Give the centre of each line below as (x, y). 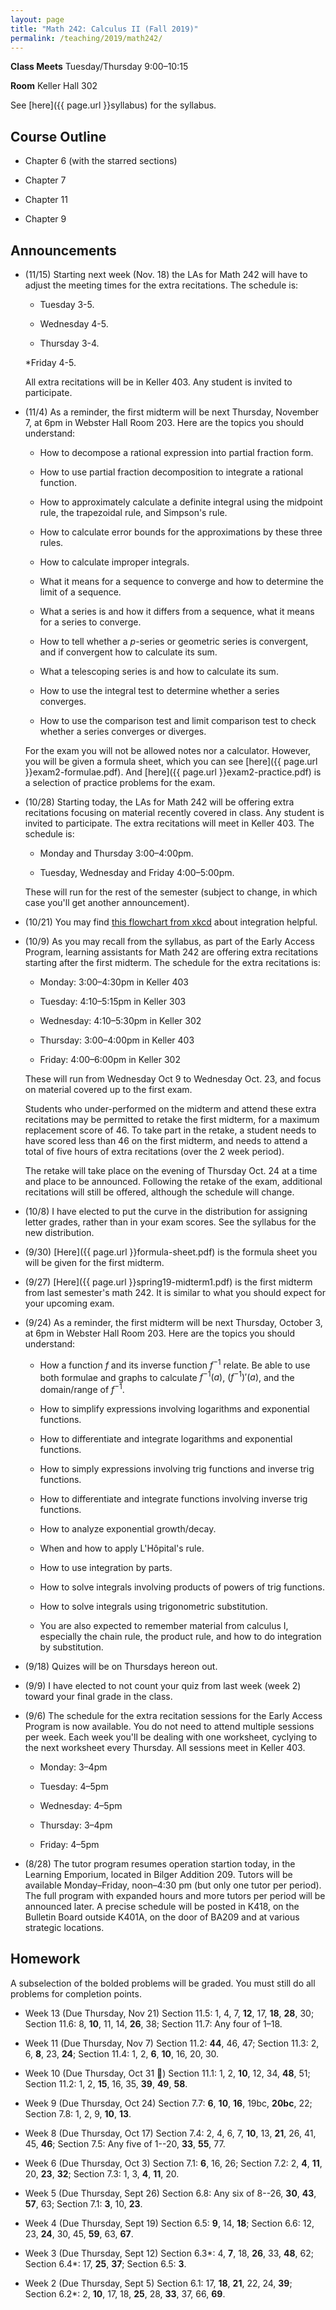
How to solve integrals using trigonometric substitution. (153, 1606)
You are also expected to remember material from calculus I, (164, 1625)
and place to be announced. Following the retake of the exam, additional (173, 1181)
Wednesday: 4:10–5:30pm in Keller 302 (120, 1020)
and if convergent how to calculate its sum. (128, 652)
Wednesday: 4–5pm (81, 1805)
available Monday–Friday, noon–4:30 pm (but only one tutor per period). (173, 1885)
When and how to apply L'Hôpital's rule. (122, 1548)
